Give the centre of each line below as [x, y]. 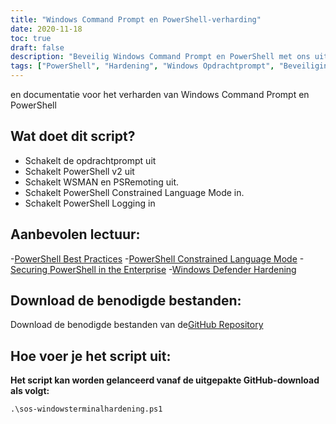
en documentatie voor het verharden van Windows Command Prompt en [160, 94]
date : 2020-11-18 [46, 29]
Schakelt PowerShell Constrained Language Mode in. [134, 192]
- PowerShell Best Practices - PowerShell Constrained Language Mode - [157, 258]
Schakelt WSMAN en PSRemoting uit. [102, 182]
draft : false [37, 47]
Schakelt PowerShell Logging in [90, 203]
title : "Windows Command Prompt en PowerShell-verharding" [136, 19]
